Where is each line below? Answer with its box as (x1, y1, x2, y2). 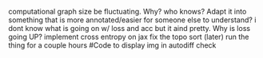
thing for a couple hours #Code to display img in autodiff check (8, 41, 217, 50)
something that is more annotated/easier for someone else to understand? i (8, 15, 257, 25)
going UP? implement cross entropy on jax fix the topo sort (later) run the (8, 32, 249, 41)
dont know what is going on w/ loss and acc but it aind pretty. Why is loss (8, 24, 250, 33)
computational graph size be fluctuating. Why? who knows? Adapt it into (8, 7, 247, 16)
